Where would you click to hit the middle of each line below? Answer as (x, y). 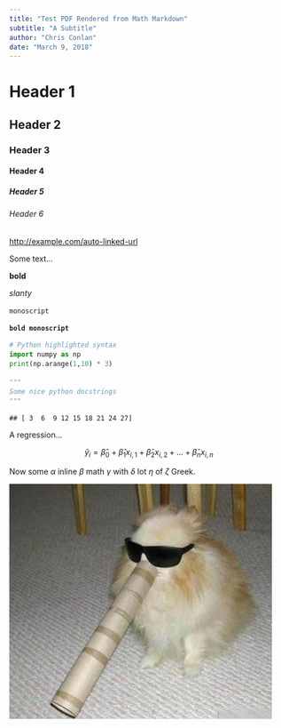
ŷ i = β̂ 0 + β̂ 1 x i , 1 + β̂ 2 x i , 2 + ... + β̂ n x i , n (149, 453)
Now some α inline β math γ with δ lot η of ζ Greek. (102, 471)
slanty (21, 292)
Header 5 (27, 191)
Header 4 (27, 171)
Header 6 (27, 214)
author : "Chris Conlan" (53, 37)
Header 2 (35, 124)
